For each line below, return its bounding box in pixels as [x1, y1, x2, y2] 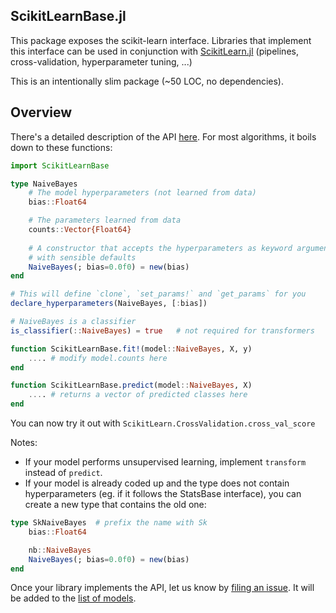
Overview [10, 104, 73, 121]
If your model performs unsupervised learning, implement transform [24, 456, 307, 468]
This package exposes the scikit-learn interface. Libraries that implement [10, 34, 312, 46]
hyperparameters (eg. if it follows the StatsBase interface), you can [24, 488, 302, 499]
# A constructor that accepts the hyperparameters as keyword [28, 243, 293, 253]
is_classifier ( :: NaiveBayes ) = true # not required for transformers [10, 325, 315, 336]
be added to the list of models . [10, 592, 137, 604]
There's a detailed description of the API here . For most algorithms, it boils [10, 130, 317, 143]
